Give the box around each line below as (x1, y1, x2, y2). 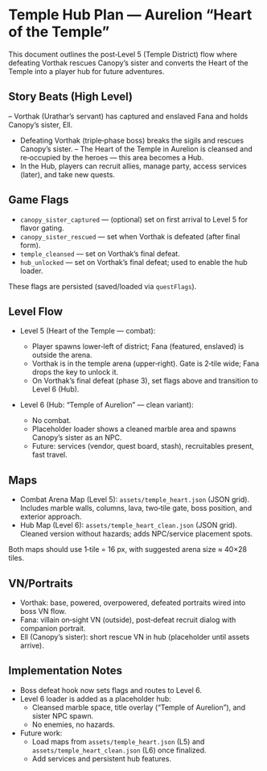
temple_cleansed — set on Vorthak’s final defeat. (19, 248, 181, 259)
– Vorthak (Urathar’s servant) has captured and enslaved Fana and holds (8, 111, 249, 121)
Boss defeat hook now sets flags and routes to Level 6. (19, 685, 203, 694)
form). (19, 240, 41, 250)
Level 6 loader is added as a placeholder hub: (19, 694, 171, 703)
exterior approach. (19, 512, 82, 521)
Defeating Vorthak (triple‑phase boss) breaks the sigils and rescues (19, 135, 244, 145)
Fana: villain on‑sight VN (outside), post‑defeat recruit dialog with (19, 615, 236, 624)
